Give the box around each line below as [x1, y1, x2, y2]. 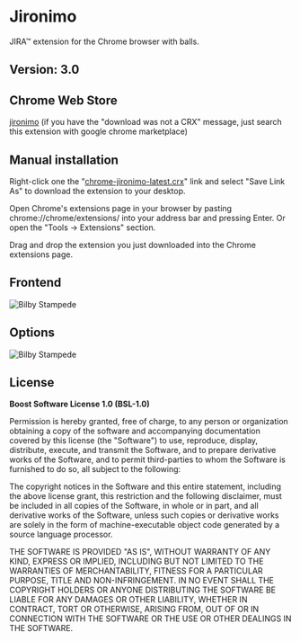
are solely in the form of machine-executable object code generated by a [9, 520, 280, 530]
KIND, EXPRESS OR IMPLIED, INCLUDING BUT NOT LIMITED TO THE [9, 556, 264, 567]
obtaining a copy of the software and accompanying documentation [9, 425, 260, 437]
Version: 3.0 [9, 62, 80, 77]
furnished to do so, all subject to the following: [9, 464, 181, 475]
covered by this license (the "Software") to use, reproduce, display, [9, 435, 259, 446]
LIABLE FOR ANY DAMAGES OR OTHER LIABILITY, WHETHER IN [9, 594, 248, 605]
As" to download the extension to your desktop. [9, 185, 186, 196]
